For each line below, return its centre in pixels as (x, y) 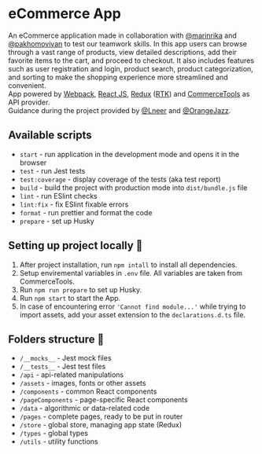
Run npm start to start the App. (70, 298)
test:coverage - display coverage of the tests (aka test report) (120, 179)
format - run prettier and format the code (86, 212)
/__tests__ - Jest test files (63, 367)
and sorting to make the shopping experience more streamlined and (118, 77)
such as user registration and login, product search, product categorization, (131, 68)
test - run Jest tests (52, 170)
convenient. (27, 85)
